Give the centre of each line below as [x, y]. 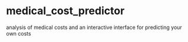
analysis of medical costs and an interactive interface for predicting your [94, 27]
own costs [19, 33]
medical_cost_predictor [65, 11]
